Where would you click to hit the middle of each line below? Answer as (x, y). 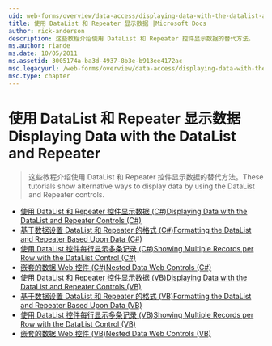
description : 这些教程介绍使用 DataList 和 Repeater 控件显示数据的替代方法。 (132, 38)
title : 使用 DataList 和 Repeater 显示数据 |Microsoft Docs (108, 23)
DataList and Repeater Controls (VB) (81, 286)
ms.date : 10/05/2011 (43, 53)
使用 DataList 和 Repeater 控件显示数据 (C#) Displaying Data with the (134, 211)
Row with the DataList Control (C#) (78, 257)
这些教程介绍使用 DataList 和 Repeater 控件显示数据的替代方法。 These (146, 177)
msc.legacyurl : (34, 69)
